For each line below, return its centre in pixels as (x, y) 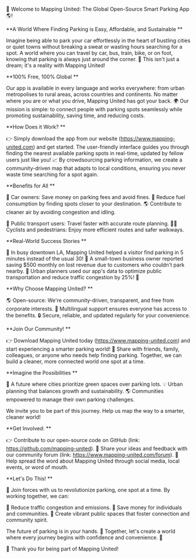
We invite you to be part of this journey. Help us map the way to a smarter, (95, 411)
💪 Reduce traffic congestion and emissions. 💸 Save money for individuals (94, 507)
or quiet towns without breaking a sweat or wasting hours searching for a (94, 47)
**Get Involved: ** (29, 428)
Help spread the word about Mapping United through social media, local (93, 461)
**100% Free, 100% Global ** (42, 77)
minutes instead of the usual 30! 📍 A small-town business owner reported (94, 259)
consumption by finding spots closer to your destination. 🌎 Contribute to (94, 204)
